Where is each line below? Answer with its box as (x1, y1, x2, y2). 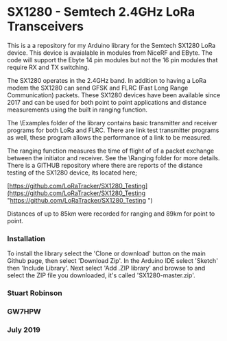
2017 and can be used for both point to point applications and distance (7, 98, 207, 106)
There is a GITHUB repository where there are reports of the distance (7, 161, 203, 169)
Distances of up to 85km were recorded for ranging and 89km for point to (7, 210, 215, 218)
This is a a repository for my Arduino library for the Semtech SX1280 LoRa (7, 41, 216, 49)
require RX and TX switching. (7, 63, 90, 71)
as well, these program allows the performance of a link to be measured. (7, 133, 212, 141)
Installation (7, 233, 46, 243)
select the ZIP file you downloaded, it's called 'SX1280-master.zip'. (7, 271, 195, 279)
